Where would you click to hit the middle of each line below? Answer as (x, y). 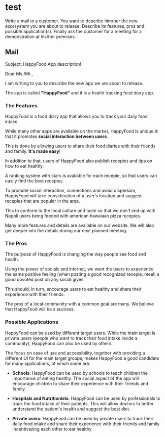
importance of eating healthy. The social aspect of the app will (76, 378)
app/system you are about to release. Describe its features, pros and (75, 26)
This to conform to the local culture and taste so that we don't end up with (80, 211)
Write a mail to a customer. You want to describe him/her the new (71, 21)
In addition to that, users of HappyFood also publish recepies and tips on (79, 161)
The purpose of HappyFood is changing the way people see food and (76, 254)
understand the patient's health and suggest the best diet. (71, 409)
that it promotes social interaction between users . (57, 136)
